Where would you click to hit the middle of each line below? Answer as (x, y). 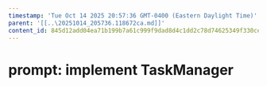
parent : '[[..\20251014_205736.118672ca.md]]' (87, 23)
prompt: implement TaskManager (121, 70)
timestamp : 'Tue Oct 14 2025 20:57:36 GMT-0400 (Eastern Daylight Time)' (133, 16)
